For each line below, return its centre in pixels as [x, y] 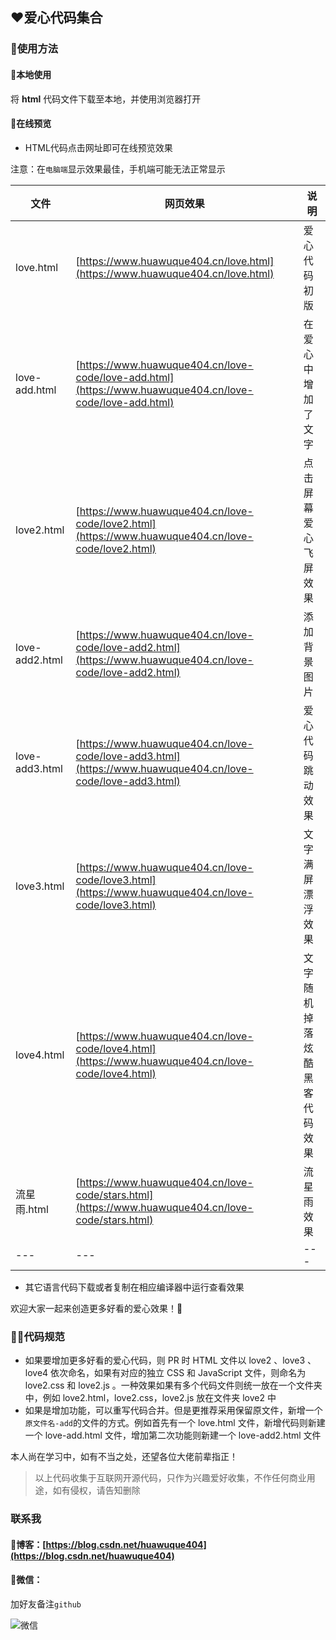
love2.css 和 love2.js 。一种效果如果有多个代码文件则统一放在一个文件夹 [173, 1385]
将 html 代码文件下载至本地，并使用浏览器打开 [106, 99]
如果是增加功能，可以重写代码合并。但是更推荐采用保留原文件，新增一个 [173, 1410]
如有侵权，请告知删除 [96, 1490]
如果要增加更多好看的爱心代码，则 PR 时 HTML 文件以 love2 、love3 [165, 1360]
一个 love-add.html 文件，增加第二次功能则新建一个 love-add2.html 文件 [173, 1435]
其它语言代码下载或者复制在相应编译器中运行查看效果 [134, 1287]
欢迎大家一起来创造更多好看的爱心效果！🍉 [96, 1308]
